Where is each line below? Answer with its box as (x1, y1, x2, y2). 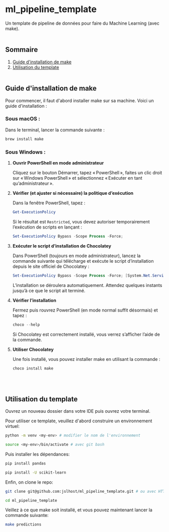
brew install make (5, 136, 44, 141)
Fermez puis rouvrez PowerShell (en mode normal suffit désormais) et (12, 307, 158, 313)
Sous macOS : (5, 115, 40, 122)
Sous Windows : (5, 148, 46, 156)
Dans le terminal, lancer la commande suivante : (5, 127, 105, 133)
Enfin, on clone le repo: (5, 479, 53, 485)
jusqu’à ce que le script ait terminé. (12, 287, 86, 293)
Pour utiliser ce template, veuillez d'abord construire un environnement (5, 418, 152, 424)
